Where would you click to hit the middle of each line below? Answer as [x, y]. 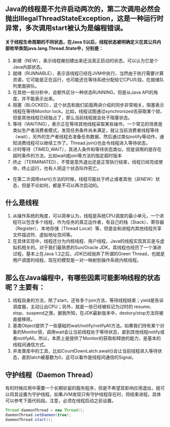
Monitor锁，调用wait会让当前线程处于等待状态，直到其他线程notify [91, 332]
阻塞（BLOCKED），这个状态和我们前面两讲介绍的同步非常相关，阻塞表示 [88, 105]
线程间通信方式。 [30, 345]
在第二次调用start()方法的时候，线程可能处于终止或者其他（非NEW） [84, 179]
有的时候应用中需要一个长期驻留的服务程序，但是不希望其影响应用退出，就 [83, 388]
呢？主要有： [25, 287]
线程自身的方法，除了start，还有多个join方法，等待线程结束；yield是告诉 [88, 300]
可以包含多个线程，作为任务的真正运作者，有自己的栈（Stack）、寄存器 [91, 222]
